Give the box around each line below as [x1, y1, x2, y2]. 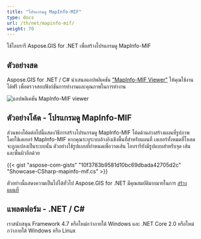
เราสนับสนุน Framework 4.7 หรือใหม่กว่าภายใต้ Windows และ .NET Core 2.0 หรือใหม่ [7, 220, 194, 227]
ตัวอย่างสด [7, 60, 38, 70]
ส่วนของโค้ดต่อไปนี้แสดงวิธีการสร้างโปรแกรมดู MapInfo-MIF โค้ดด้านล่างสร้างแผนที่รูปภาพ [7, 129, 190, 136]
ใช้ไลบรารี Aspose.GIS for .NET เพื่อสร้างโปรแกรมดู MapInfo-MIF [7, 42, 151, 49]
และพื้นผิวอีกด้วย [7, 149, 40, 156]
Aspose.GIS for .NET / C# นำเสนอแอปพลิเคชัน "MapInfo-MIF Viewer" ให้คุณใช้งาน [7, 76, 194, 83]
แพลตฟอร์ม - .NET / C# [7, 204, 85, 214]
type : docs [7, 14, 34, 21]
